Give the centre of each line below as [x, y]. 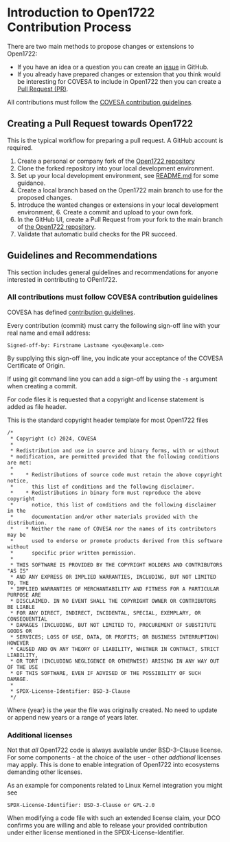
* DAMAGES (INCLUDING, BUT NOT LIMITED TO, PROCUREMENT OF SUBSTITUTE [113, 625]
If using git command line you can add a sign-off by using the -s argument [112, 379]
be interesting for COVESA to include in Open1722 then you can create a [119, 81]
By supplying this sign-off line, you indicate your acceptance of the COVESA [115, 358]
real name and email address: [49, 333]
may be [16, 535]
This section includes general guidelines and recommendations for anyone [113, 272]
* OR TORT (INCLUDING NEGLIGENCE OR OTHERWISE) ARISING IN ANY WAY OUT [115, 661]
